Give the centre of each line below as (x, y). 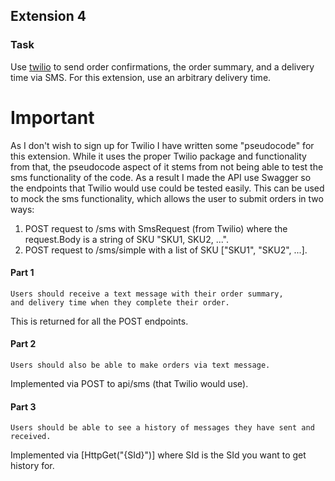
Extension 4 (48, 16)
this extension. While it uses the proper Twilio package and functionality (158, 156)
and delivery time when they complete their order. (120, 302)
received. (31, 437)
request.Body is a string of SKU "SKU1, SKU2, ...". (127, 239)
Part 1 (22, 273)
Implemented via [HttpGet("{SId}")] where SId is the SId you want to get (158, 455)
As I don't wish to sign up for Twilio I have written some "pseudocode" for (162, 145)
